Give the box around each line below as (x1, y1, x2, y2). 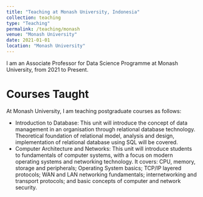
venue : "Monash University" (6, 32, 78, 38)
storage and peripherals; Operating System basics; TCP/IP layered (15, 164, 182, 171)
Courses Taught (6, 88, 89, 101)
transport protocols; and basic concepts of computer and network (15, 177, 181, 184)
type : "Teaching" (6, 20, 50, 26)
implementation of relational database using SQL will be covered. (15, 138, 178, 146)
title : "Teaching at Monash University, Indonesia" (6, 9, 140, 15)
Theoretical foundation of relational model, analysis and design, (15, 132, 174, 139)
